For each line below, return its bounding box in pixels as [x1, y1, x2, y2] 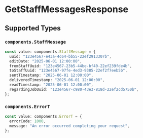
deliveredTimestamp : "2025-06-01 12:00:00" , [9, 78, 105, 83]
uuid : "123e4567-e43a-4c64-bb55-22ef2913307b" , [9, 54, 112, 59]
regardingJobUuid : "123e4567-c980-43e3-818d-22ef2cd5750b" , [9, 87, 139, 92]
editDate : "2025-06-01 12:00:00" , [9, 58, 82, 64]
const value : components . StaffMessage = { [5, 49, 96, 54]
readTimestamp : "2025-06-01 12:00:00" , [9, 82, 94, 87]
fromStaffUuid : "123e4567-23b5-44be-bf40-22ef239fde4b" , [9, 63, 132, 68]
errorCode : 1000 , [9, 118, 46, 124]
